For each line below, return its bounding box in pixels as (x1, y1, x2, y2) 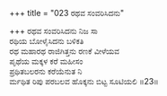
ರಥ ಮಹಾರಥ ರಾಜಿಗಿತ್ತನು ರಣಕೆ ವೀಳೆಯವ (9, 46, 119, 57)
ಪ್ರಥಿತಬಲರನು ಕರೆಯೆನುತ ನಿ (9, 66, 83, 76)
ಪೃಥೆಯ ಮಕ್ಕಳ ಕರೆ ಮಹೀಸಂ (9, 56, 83, 66)
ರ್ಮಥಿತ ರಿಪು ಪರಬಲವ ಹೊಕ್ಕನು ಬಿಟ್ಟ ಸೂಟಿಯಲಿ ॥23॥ (9, 76, 159, 86)
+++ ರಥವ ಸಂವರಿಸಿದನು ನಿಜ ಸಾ (9, 26, 99, 36)
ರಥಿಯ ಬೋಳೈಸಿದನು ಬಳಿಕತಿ (9, 36, 84, 46)
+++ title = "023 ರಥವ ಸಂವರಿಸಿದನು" (9, 8, 125, 18)
